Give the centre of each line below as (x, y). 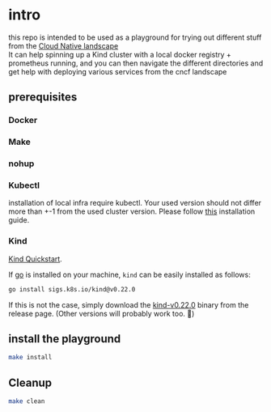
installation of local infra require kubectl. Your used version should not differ (135, 203)
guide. (19, 220)
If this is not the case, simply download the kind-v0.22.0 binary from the (129, 304)
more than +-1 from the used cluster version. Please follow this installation (132, 211)
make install (30, 358)
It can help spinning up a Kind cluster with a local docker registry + (120, 54)
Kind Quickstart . (35, 259)
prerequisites (43, 98)
